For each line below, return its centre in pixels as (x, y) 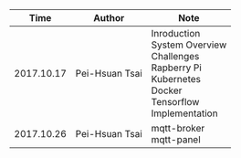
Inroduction (176, 33)
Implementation (184, 113)
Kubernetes (176, 79)
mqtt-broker (178, 128)
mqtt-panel (176, 139)
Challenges (175, 56)
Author (109, 18)
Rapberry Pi (177, 68)
